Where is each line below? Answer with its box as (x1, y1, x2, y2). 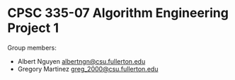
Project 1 (7, 20, 59, 36)
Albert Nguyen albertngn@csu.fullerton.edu (17, 57, 146, 65)
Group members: (7, 43, 57, 52)
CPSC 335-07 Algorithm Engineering (7, 5, 229, 21)
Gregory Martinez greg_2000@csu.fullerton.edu (17, 64, 159, 73)
